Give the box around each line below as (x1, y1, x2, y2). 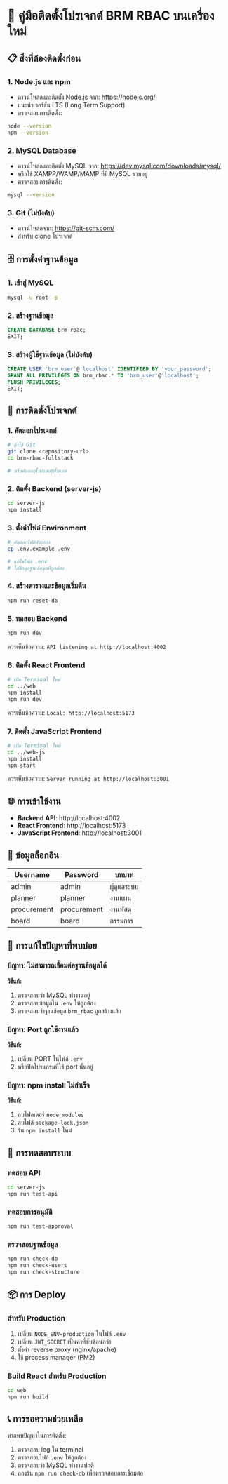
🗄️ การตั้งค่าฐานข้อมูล (7, 253, 79, 265)
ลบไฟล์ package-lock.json (17, 1118, 89, 1127)
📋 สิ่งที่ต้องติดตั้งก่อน (7, 52, 81, 64)
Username (14, 870, 51, 880)
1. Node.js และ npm (7, 76, 72, 86)
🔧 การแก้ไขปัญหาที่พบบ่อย (7, 940, 98, 951)
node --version (7, 122, 52, 130)
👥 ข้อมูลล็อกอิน (7, 849, 60, 861)
